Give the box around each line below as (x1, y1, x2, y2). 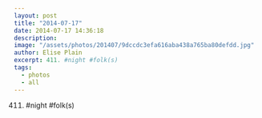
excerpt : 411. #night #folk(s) (14, 57, 119, 65)
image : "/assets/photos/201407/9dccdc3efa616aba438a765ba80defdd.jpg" (14, 41, 255, 49)
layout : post (14, 11, 58, 20)
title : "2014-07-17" (14, 19, 83, 27)
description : (14, 33, 58, 42)
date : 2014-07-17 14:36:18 (14, 26, 104, 34)
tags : (14, 64, 32, 72)
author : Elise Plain (14, 49, 83, 57)
